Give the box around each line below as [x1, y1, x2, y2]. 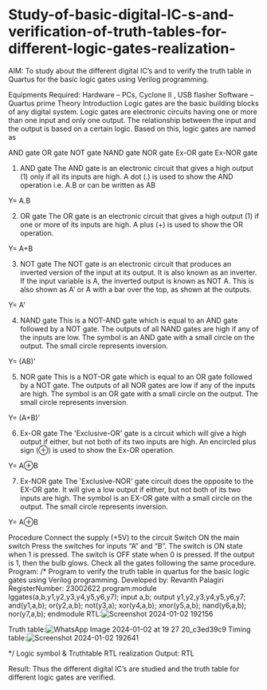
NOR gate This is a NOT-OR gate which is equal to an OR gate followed [19, 371, 253, 381]
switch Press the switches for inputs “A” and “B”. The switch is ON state [8, 541, 243, 550]
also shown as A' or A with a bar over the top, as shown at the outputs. [19, 284, 252, 294]
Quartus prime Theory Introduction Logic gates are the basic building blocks [8, 98, 259, 108]
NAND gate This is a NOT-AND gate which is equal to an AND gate [19, 315, 238, 325]
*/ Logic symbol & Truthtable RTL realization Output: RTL [8, 648, 195, 658]
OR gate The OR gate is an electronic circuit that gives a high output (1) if [19, 211, 259, 220]
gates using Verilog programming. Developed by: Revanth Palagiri [8, 575, 225, 585]
